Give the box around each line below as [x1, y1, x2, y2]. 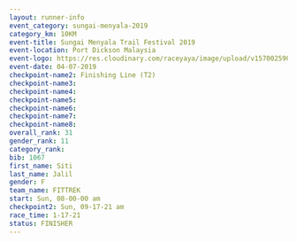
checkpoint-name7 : [9, 112, 77, 121]
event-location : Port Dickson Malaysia [9, 46, 156, 55]
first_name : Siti [9, 161, 73, 170]
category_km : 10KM [9, 29, 77, 38]
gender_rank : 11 [9, 137, 69, 145]
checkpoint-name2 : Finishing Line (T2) [9, 71, 156, 80]
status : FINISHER [9, 219, 73, 228]
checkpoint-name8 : [9, 121, 77, 129]
